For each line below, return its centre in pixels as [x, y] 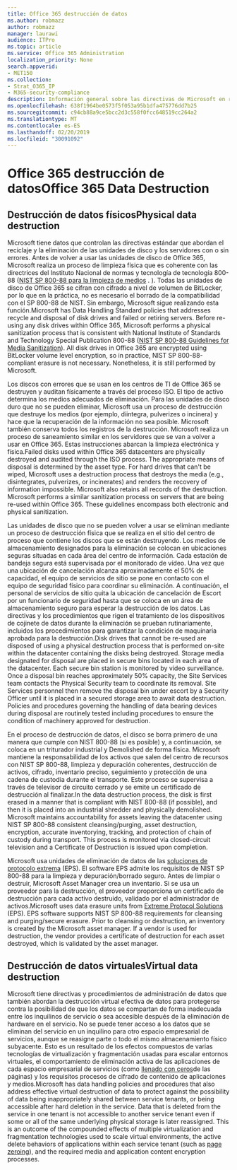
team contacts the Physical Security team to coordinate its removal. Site [112, 684]
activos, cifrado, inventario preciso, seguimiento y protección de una [107, 772]
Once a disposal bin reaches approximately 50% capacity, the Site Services [117, 676]
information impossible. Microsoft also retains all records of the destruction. [117, 489]
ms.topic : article [34, 47]
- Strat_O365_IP [31, 86]
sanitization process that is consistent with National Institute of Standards [114, 333]
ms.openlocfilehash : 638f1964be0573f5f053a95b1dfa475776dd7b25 [102, 106]
